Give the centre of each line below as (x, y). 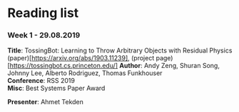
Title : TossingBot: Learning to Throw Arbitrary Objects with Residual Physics (120, 50)
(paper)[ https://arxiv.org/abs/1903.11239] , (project (81, 58)
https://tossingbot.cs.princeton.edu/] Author (75, 66)
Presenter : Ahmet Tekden (46, 102)
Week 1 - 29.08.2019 (44, 35)
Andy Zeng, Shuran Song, (182, 66)
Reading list (43, 13)
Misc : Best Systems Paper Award (56, 88)
